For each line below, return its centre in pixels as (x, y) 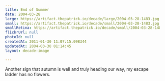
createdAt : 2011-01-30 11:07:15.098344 (46, 42)
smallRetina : (18, 28)
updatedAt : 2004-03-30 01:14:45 (38, 46)
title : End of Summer (27, 10)
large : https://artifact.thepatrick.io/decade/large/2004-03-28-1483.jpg (82, 19)
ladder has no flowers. (28, 74)
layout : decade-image (27, 51)
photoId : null (20, 37)
